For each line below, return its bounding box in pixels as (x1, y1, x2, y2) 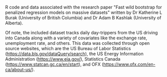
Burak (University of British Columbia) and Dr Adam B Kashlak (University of (5, 15, 162, 20)
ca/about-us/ (5, 67, 32, 73)
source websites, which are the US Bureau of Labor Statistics (5, 46, 131, 51)
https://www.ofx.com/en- (103, 62, 156, 67)
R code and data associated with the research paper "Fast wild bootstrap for (5, 4, 162, 10)
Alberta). (5, 20, 23, 26)
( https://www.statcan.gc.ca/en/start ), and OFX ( (5, 62, 104, 67)
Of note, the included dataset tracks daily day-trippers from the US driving (5, 30, 158, 35)
